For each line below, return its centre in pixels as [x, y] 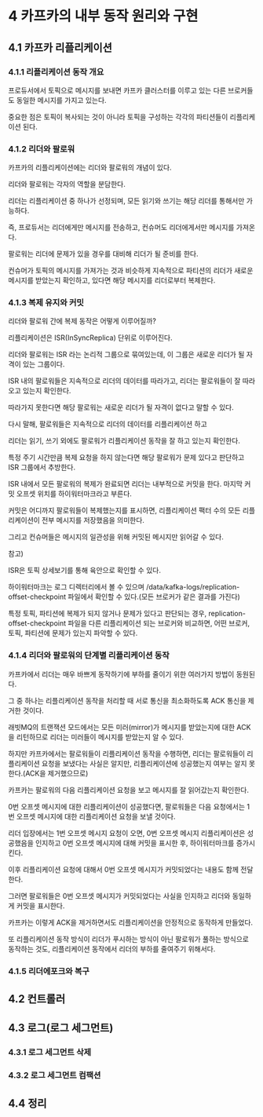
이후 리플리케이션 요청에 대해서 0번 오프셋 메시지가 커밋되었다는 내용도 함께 [124, 869]
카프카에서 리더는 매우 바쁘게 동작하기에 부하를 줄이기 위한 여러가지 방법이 [121, 674]
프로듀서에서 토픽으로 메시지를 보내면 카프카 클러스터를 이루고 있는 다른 [117, 90]
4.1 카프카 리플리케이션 [60, 47]
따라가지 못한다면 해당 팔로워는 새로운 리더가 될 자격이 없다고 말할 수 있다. [121, 407]
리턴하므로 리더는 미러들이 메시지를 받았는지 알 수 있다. [100, 737]
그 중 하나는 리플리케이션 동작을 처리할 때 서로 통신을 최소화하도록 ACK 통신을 [127, 700]
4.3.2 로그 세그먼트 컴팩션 [55, 1075]
